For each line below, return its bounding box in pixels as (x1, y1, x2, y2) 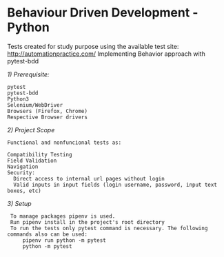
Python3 (7, 95, 30, 103)
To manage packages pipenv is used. (10, 212, 116, 220)
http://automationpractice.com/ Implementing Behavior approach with (7, 50, 205, 58)
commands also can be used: (7, 231, 88, 238)
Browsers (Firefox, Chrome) (7, 107, 88, 114)
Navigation (7, 163, 39, 170)
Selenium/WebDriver (7, 101, 63, 108)
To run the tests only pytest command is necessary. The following (10, 225, 208, 232)
